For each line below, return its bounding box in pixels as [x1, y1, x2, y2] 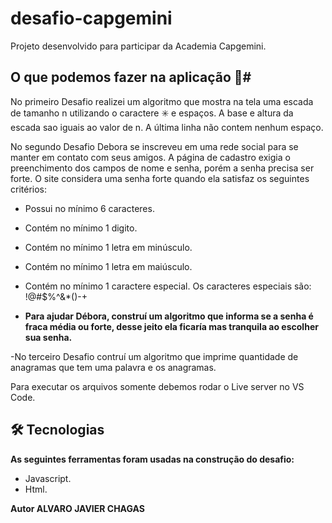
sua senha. [24, 331, 73, 343]
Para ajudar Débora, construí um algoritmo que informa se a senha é [24, 310, 314, 322]
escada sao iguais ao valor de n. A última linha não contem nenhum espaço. [10, 121, 324, 133]
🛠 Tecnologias [10, 422, 105, 439]
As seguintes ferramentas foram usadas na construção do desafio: [10, 453, 295, 465]
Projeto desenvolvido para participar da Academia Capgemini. [10, 40, 267, 52]
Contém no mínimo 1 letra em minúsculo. [24, 241, 193, 253]
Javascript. [24, 472, 72, 484]
